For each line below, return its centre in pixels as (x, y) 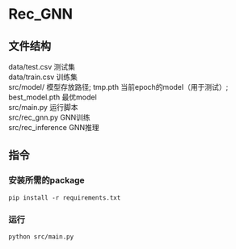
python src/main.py (41, 236)
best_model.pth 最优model (53, 97)
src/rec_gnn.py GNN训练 (49, 117)
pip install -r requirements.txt (65, 198)
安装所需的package (46, 180)
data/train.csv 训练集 (43, 77)
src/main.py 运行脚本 (43, 107)
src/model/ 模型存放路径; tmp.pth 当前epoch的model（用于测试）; (118, 87)
